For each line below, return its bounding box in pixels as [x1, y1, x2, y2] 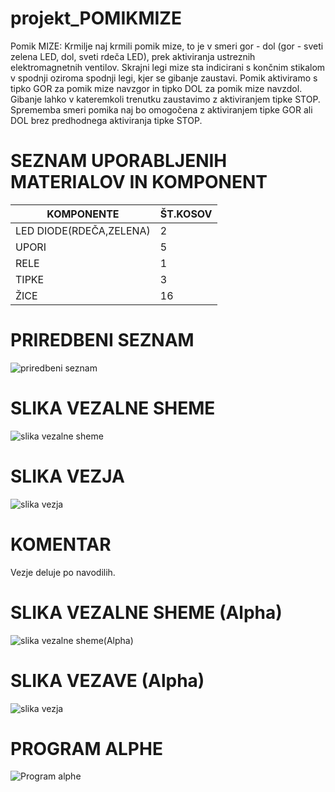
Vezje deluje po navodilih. [10, 566, 116, 578]
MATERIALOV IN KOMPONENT [10, 171, 268, 194]
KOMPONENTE [46, 207, 120, 221]
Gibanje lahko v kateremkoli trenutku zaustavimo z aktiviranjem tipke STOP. [10, 93, 321, 105]
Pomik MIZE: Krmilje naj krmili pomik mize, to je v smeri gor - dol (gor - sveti [10, 40, 324, 52]
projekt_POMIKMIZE [10, 7, 182, 30]
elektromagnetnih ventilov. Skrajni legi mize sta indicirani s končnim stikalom [10, 61, 326, 73]
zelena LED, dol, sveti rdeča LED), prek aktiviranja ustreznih [10, 50, 256, 62]
